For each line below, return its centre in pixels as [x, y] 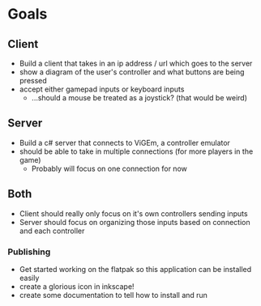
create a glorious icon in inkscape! [77, 286]
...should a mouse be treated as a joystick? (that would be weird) [139, 98]
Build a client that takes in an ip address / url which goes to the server [136, 63]
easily [29, 278]
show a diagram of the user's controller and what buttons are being [132, 72]
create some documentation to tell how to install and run [113, 295]
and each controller [52, 231]
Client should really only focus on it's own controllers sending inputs [133, 213]
